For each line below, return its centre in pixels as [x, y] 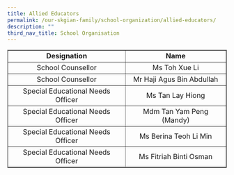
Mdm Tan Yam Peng [175, 112]
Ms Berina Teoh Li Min [175, 136]
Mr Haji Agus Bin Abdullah [176, 79]
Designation [67, 56]
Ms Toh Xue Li [176, 68]
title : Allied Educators [43, 14]
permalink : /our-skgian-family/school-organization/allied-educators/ [112, 20]
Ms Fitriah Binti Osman [176, 157]
